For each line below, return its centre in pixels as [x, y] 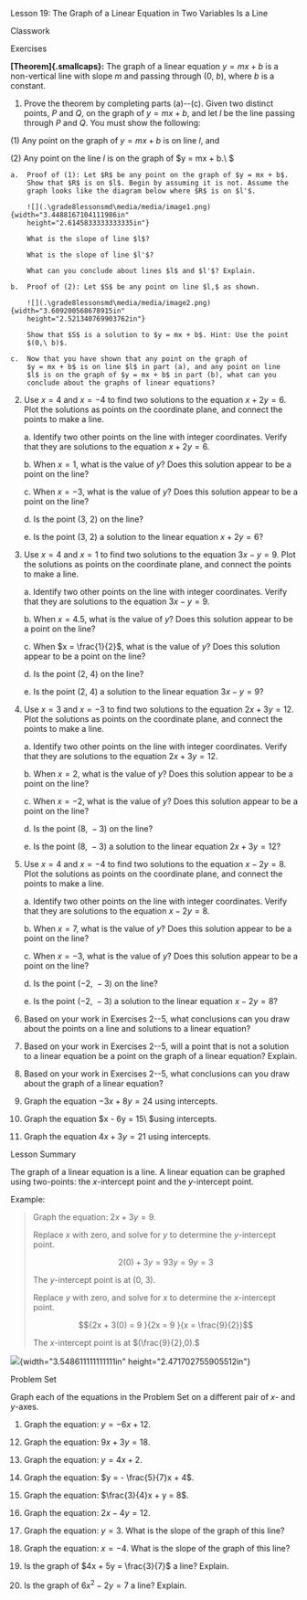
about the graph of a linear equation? [93, 1083]
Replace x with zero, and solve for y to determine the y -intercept [154, 1234]
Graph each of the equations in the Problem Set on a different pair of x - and [153, 1397]
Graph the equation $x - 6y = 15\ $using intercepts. [120, 1119]
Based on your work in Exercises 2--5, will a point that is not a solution [156, 1046]
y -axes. [25, 1407]
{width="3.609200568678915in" [68, 311]
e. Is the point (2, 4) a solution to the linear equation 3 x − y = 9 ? [143, 692]
